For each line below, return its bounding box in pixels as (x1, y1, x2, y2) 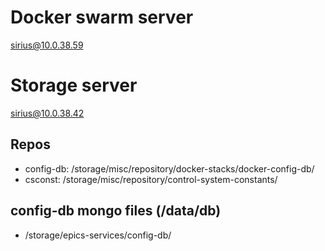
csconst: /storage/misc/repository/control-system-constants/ (24, 173, 278, 185)
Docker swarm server (10, 6, 194, 29)
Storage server (10, 74, 138, 97)
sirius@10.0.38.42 (10, 107, 85, 119)
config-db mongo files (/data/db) (10, 202, 222, 220)
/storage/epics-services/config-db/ (24, 229, 172, 241)
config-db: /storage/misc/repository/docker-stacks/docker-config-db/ (24, 162, 315, 175)
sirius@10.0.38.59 (10, 39, 84, 51)
